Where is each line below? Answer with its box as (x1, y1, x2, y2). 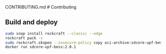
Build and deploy (5, 18, 58, 26)
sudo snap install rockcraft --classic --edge (5, 31, 103, 36)
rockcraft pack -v (5, 36, 43, 40)
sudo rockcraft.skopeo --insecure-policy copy (5, 40, 103, 45)
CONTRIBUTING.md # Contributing (5, 4, 77, 10)
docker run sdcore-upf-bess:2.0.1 (5, 45, 77, 50)
